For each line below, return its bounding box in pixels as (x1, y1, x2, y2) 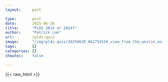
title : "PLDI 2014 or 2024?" (5, 25, 77, 30)
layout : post (5, 7, 41, 12)
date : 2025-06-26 (5, 21, 55, 26)
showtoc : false (5, 53, 43, 58)
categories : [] (5, 48, 37, 54)
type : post (5, 16, 41, 21)
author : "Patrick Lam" (5, 30, 61, 35)
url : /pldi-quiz (5, 35, 55, 40)
